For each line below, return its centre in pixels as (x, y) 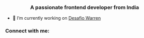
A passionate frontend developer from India (85, 7)
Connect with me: (27, 31)
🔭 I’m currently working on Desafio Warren (57, 18)
